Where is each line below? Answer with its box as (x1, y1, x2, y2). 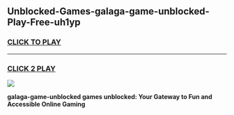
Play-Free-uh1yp (7, 17, 81, 29)
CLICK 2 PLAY (7, 63, 56, 73)
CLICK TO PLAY (7, 38, 61, 47)
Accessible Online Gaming (7, 100, 86, 108)
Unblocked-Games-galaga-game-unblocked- (7, 6, 210, 17)
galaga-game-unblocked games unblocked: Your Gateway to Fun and (7, 92, 212, 100)
